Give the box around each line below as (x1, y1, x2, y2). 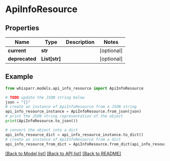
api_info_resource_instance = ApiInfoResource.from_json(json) (5, 109, 142, 114)
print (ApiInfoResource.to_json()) (5, 119, 78, 124)
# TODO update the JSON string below (5, 95, 85, 100)
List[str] (41, 56, 61, 62)
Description (65, 39, 95, 45)
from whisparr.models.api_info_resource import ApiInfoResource (5, 86, 144, 91)
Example (5, 72, 33, 81)
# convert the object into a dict (5, 127, 78, 132)
